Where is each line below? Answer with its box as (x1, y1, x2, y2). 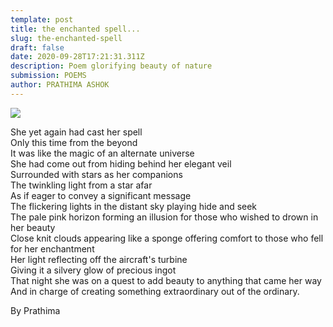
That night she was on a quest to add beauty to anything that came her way (10, 274, 322, 286)
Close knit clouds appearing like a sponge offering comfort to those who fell (10, 232, 324, 244)
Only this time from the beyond (10, 136, 138, 148)
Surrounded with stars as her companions (10, 168, 183, 180)
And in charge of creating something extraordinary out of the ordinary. (10, 285, 300, 297)
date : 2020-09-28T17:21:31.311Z (10, 52, 145, 62)
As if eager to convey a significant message (10, 189, 192, 201)
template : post (10, 14, 74, 25)
